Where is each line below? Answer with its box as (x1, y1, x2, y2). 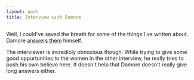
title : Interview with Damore (6, 14, 82, 20)
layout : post (6, 8, 39, 15)
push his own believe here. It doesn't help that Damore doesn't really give (6, 60, 187, 68)
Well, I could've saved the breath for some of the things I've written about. (6, 30, 189, 37)
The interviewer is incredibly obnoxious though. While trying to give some (6, 48, 187, 55)
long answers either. (6, 67, 57, 74)
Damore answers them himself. (6, 37, 82, 44)
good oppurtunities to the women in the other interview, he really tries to (6, 55, 184, 62)
